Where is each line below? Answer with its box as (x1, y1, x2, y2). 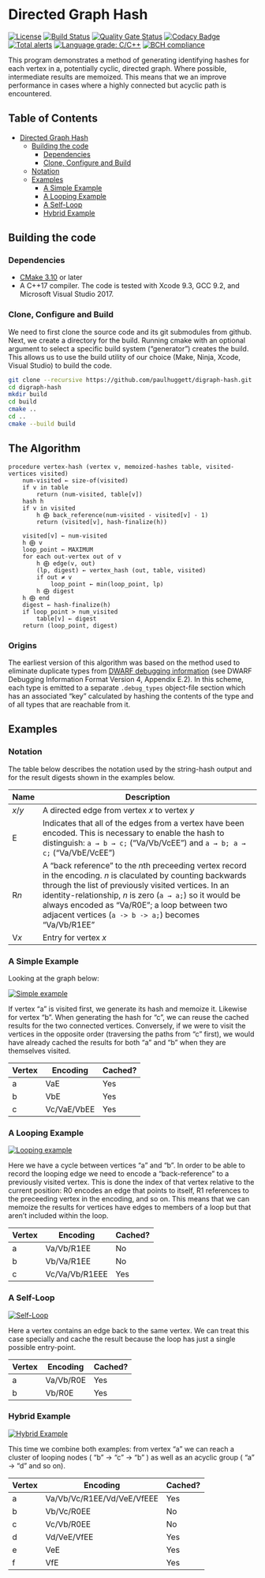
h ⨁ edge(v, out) (36, 559, 96, 568)
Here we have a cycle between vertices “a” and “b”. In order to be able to (8, 1160, 246, 1170)
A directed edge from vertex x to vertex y (42, 804, 195, 815)
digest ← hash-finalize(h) (22, 601, 111, 609)
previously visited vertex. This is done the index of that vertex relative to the (8, 1178, 255, 1187)
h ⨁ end (22, 594, 50, 602)
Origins (8, 639, 37, 650)
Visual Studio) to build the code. (8, 361, 113, 370)
